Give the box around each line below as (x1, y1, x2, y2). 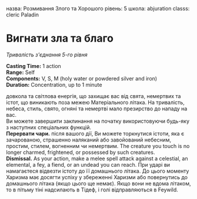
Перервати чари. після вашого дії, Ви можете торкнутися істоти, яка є (6, 130, 185, 137)
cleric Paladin (6, 11, 39, 18)
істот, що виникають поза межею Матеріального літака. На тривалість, (6, 99, 185, 106)
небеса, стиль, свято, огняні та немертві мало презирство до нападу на (6, 105, 188, 112)
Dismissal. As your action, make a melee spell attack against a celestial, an (6, 155, 188, 162)
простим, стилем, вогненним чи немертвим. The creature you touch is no (6, 142, 190, 149)
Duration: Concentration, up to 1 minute (6, 81, 102, 88)
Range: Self (6, 69, 35, 76)
